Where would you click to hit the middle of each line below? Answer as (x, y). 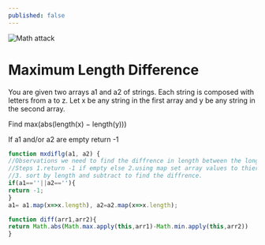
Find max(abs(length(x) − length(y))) (68, 124)
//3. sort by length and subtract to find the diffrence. (105, 176)
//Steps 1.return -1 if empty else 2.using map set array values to (123, 168)
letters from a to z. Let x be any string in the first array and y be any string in (132, 100)
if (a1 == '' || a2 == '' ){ (42, 183)
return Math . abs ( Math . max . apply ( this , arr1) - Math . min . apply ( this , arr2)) (129, 227)
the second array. (37, 108)
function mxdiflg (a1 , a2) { (54, 154)
